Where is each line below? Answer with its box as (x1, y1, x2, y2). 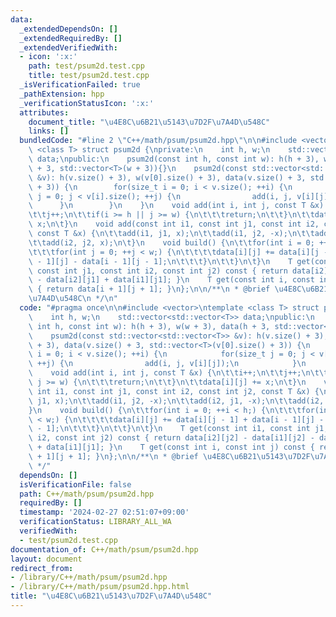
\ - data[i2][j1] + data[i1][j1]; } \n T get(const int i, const (28, 275, 315, 285)
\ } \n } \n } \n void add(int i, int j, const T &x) (28, 201, 325, 211)
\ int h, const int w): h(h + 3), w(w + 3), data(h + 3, (28, 321, 271, 331)
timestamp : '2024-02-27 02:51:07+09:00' (19, 507, 190, 518)
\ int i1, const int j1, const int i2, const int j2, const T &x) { (28, 386, 320, 396)
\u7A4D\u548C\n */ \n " (28, 294, 118, 304)
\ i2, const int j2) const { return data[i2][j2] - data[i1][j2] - (28, 433, 315, 443)
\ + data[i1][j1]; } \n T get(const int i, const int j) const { (28, 442, 315, 453)
